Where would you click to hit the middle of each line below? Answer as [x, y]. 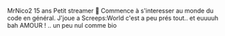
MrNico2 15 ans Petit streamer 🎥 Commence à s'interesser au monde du [110, 11]
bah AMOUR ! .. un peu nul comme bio [62, 25]
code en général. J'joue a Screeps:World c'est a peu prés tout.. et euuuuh [113, 18]
